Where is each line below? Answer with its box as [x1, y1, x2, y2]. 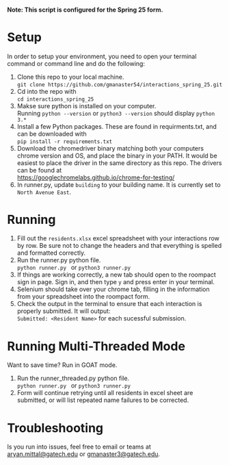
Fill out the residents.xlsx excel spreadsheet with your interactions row [16, 234, 220, 242]
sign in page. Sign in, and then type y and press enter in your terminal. [16, 278, 215, 286]
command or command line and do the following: [7, 59, 146, 68]
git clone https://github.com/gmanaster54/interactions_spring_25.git [16, 81, 223, 88]
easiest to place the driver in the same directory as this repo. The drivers [16, 158, 222, 167]
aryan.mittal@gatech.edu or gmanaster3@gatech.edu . [7, 450, 161, 458]
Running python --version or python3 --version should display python [16, 109, 215, 117]
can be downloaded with [16, 129, 87, 138]
